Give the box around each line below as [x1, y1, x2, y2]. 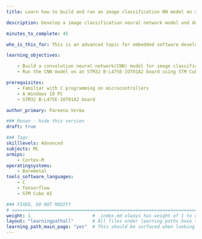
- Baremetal [17, 168, 47, 175]
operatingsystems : [6, 163, 52, 169]
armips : [6, 151, 26, 157]
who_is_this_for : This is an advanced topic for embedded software [6, 42, 179, 48]
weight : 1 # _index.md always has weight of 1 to [6, 213, 192, 219]
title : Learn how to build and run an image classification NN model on [6, 8, 192, 15]
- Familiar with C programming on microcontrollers [17, 85, 149, 91]
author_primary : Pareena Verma [6, 107, 85, 113]
